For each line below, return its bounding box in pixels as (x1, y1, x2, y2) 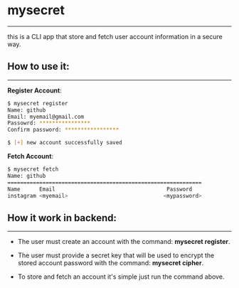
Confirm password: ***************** (7, 127, 119, 134)
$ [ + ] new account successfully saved (7, 139, 122, 146)
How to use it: (7, 60, 70, 73)
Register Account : (7, 86, 62, 95)
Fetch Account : (7, 152, 54, 160)
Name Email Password (7, 186, 193, 193)
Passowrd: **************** (7, 119, 91, 127)
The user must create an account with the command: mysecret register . (17, 238, 230, 246)
